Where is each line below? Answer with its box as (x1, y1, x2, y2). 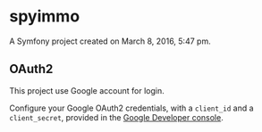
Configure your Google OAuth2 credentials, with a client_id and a (9, 103, 254, 113)
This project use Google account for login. (9, 85, 165, 95)
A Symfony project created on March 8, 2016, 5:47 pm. (9, 36, 212, 46)
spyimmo (9, 6, 80, 27)
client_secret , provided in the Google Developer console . (9, 111, 224, 122)
